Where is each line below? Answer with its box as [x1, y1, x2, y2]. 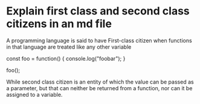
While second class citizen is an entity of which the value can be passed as [6, 78, 195, 85]
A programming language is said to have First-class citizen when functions [6, 37, 192, 44]
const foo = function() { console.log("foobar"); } [6, 55, 126, 62]
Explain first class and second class [6, 4, 190, 18]
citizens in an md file [6, 17, 112, 31]
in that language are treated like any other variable [6, 43, 132, 50]
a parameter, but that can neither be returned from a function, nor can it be [6, 84, 193, 91]
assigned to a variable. [6, 91, 63, 98]
